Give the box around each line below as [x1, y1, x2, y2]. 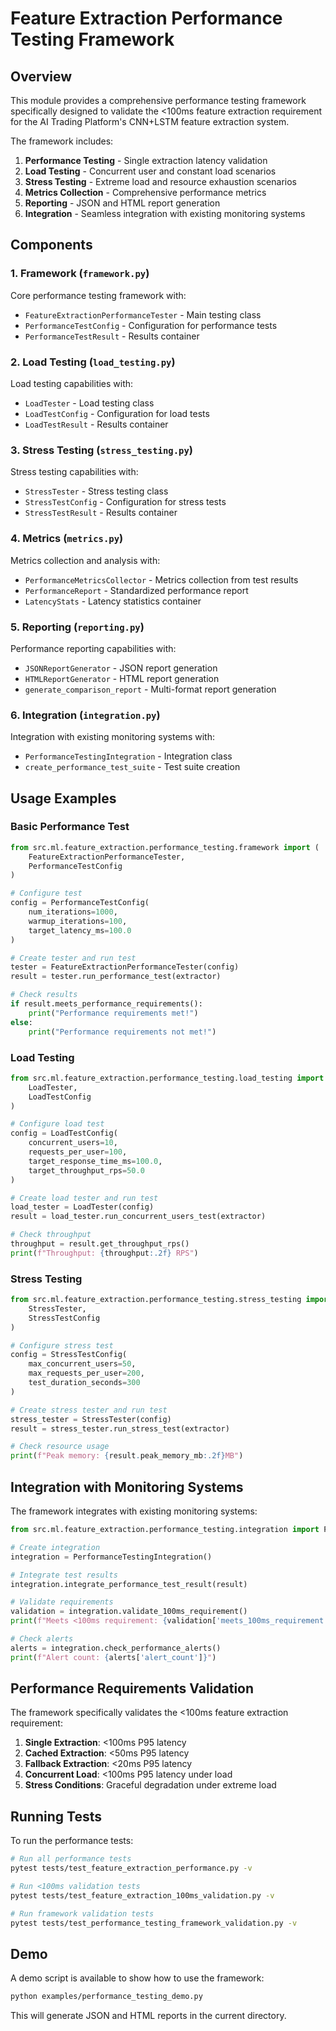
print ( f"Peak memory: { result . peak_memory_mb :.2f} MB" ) [10, 1451, 244, 1461]
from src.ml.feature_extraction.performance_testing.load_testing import [10, 1073, 325, 1083]
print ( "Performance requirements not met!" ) [28, 1027, 217, 1037]
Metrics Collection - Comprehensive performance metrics [24, 187, 267, 198]
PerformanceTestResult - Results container [24, 330, 200, 342]
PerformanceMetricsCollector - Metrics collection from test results [24, 573, 299, 586]
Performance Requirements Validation [10, 1680, 255, 1697]
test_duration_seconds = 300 [28, 1378, 141, 1388]
